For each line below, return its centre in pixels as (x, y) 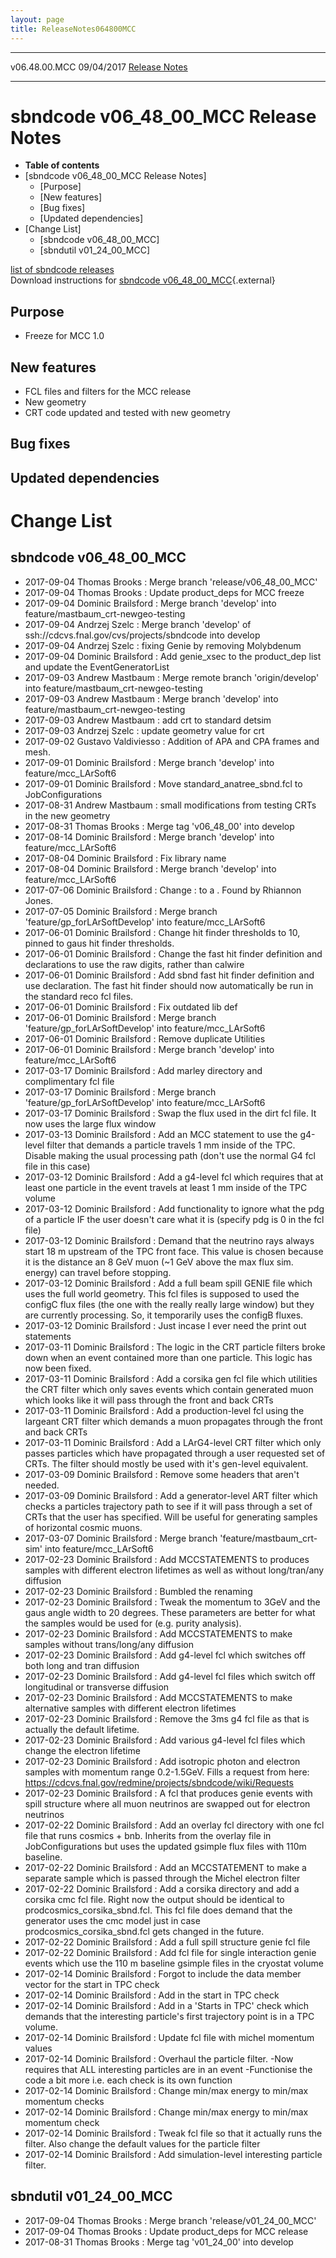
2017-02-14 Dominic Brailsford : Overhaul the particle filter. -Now (159, 2058)
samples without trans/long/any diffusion (109, 1644)
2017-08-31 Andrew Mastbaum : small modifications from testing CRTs (170, 805)
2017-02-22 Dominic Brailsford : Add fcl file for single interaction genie (170, 1952)
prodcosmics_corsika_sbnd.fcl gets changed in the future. (144, 1931)
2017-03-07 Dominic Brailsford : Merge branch (121, 1538)
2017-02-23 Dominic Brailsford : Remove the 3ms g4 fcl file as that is (167, 1718)
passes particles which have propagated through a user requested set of (175, 1453)
